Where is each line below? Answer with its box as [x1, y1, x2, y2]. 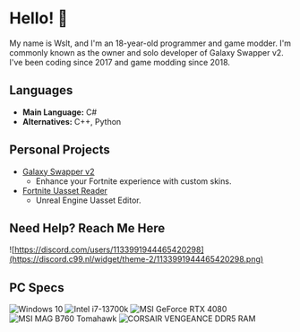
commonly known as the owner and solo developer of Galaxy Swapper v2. [9, 47, 284, 57]
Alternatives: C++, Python [21, 116, 122, 127]
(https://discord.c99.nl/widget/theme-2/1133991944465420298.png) [9, 254, 264, 265]
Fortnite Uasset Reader [21, 185, 107, 196]
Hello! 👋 [9, 8, 69, 29]
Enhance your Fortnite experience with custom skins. [35, 175, 232, 187]
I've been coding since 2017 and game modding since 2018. [9, 57, 231, 67]
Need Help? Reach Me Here [9, 220, 166, 236]
